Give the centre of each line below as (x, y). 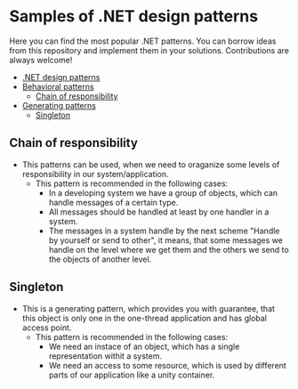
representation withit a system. (105, 356)
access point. (47, 328)
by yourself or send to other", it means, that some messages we (165, 240)
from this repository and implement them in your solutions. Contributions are (149, 50)
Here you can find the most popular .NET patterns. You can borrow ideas (143, 41)
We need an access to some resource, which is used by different (167, 365)
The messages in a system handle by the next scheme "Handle (164, 231)
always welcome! (41, 60)
